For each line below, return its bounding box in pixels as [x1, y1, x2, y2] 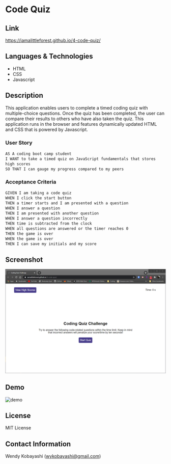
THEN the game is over [5, 231, 53, 236]
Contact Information [5, 440, 71, 448]
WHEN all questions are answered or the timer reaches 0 [5, 226, 129, 231]
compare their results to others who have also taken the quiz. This [5, 116, 144, 122]
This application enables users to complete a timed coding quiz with [5, 104, 149, 111]
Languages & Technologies [5, 52, 93, 61]
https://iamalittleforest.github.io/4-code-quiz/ [5, 37, 101, 43]
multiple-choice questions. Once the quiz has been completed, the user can [5, 110, 164, 116]
